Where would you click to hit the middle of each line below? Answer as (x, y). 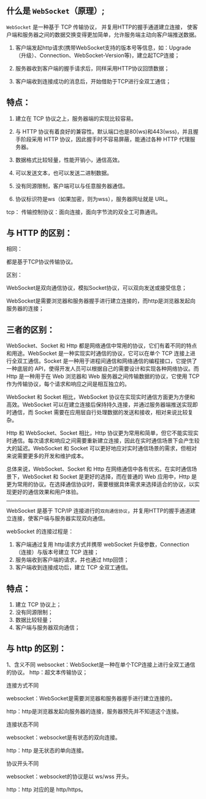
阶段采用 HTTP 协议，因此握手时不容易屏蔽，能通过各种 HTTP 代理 (105, 139)
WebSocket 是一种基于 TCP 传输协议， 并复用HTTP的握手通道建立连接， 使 (100, 27)
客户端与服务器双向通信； (48, 627)
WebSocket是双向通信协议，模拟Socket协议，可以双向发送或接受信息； (97, 288)
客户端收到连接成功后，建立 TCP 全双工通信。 (73, 567)
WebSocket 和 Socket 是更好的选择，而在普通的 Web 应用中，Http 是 (110, 477)
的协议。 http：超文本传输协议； (47, 672)
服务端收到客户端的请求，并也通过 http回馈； (72, 560)
